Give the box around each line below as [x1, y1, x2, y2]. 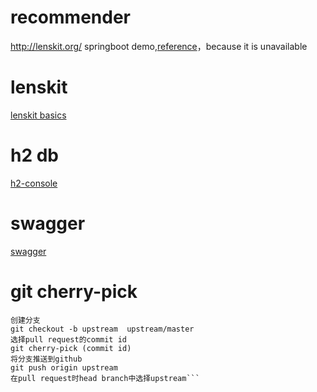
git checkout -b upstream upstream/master [10, 324, 195, 334]
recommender [10, 6, 131, 29]
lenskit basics [10, 109, 67, 121]
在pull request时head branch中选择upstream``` [10, 373, 200, 383]
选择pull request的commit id [10, 334, 128, 345]
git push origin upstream [10, 362, 118, 373]
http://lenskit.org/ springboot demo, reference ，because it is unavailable [10, 40, 308, 52]
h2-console [10, 177, 58, 189]
